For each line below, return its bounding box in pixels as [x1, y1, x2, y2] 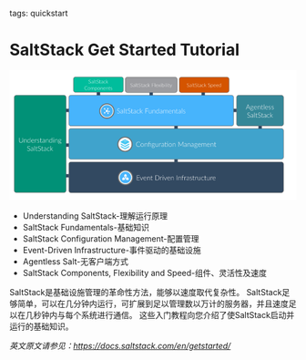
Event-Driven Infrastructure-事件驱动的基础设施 [22, 245, 202, 256]
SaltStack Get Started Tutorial [9, 40, 240, 60]
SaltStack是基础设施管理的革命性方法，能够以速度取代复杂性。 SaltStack [9, 287, 282, 298]
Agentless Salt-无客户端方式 [22, 256, 129, 267]
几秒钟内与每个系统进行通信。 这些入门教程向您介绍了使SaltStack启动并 [25, 310, 295, 321]
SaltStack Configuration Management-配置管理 [22, 233, 199, 244]
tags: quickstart [9, 8, 68, 18]
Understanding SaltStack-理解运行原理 [22, 211, 168, 221]
